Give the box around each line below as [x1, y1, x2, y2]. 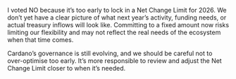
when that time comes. [7, 36, 74, 44]
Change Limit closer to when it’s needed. [7, 64, 126, 72]
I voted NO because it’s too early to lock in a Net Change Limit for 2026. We [7, 6, 227, 14]
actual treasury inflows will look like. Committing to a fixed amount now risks [7, 21, 230, 29]
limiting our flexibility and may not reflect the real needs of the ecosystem [7, 28, 221, 36]
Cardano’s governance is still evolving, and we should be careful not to [7, 49, 213, 57]
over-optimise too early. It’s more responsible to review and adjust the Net [7, 57, 222, 65]
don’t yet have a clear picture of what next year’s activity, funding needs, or [7, 13, 227, 22]
